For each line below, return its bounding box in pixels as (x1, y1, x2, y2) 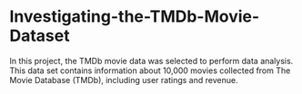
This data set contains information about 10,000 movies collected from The (9, 65, 291, 76)
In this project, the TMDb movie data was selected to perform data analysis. (9, 55, 294, 66)
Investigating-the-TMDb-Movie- (9, 6, 260, 27)
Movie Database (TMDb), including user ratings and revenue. (9, 74, 238, 85)
